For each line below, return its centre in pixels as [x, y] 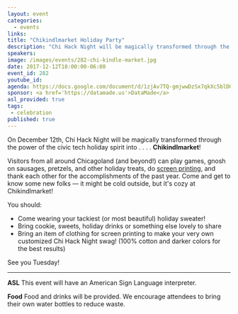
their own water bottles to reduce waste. [66, 304]
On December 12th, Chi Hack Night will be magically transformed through [114, 140]
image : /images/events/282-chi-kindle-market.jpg [82, 60]
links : [17, 34]
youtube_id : [25, 80]
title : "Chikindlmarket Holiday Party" [66, 40]
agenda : [19, 86]
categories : [25, 21]
